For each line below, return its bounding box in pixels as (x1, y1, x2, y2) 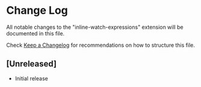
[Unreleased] (6, 59, 57, 69)
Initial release (14, 74, 48, 82)
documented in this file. (6, 29, 65, 37)
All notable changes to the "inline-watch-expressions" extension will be (6, 23, 184, 31)
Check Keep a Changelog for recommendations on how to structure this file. (6, 41, 196, 49)
